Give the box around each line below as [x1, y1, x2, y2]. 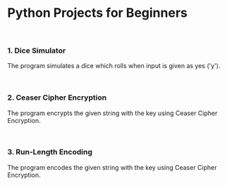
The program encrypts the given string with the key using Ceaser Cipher [7, 109, 218, 117]
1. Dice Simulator [7, 46, 66, 55]
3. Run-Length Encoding [7, 147, 93, 157]
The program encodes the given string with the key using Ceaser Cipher [7, 163, 217, 171]
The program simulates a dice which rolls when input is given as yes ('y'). [7, 62, 221, 70]
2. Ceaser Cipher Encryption [7, 93, 107, 102]
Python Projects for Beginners [7, 5, 188, 21]
